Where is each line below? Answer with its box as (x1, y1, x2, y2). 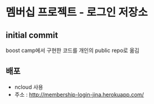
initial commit (5, 30, 58, 40)
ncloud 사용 (14, 83, 44, 91)
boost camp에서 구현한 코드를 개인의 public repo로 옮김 (5, 47, 140, 54)
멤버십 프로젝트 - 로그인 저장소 (5, 5, 148, 19)
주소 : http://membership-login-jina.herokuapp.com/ (14, 91, 144, 98)
